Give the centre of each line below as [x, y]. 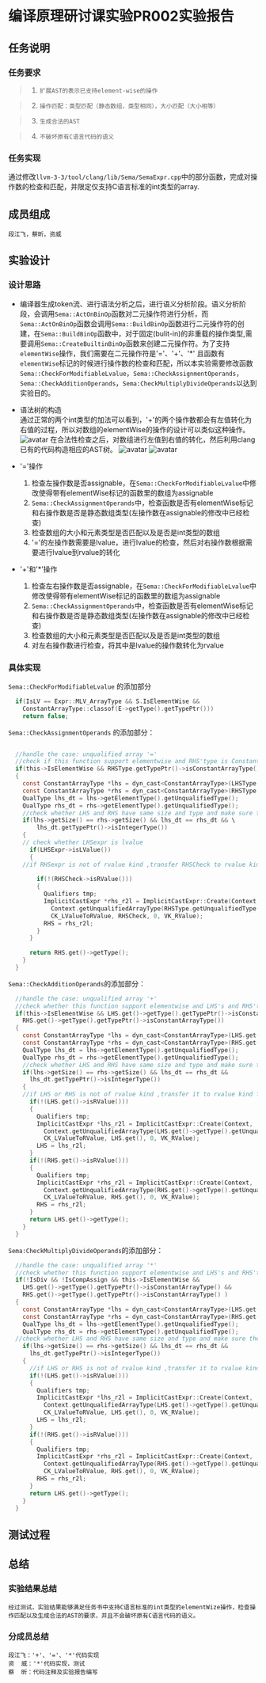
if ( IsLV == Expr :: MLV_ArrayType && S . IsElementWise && [108, 701]
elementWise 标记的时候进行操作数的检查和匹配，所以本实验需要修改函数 [136, 363]
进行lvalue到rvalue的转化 [79, 552]
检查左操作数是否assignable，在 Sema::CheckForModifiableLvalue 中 [141, 483]
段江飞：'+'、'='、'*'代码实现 [54, 1655]
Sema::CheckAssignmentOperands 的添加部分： [82, 732]
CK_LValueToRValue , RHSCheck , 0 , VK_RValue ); [127, 916]
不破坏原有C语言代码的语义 [77, 137]
